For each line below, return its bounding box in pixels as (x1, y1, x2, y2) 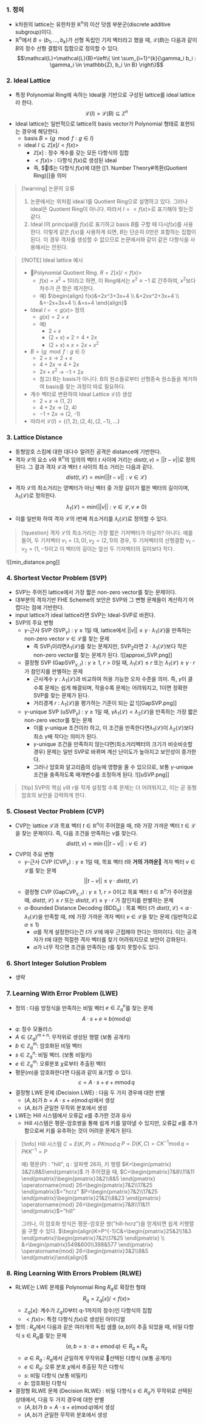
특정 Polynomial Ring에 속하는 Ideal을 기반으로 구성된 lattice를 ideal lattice (15, 91, 195, 98)
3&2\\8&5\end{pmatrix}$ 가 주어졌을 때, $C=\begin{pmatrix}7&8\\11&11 (21, 1168, 195, 1175)
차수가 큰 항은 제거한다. (39, 285, 95, 292)
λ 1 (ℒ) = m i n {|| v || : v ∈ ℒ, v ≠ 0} (66, 503, 148, 512)
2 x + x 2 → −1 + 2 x (39, 367, 84, 375)
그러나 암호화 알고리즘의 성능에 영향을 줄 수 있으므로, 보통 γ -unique (33, 763, 194, 771)
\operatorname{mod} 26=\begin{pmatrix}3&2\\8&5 (21, 1247, 149, 1255)
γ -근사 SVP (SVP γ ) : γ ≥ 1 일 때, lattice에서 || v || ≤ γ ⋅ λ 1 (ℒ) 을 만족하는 (24, 626, 192, 635)
